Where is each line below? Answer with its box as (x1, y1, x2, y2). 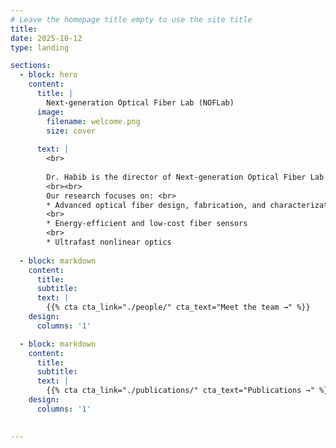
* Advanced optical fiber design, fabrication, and (46, 200, 267, 210)
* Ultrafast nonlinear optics (46, 237, 172, 247)
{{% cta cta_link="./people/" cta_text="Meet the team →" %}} (46, 302, 311, 313)
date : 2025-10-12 (10, 33, 83, 43)
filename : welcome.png (46, 116, 141, 126)
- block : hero (19, 70, 78, 80)
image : (36, 107, 65, 117)
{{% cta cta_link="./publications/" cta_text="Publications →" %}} (46, 386, 333, 396)
